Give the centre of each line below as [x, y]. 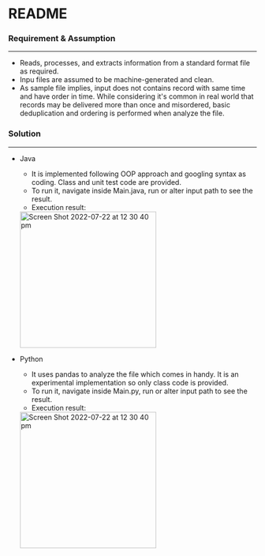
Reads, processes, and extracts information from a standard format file [135, 63]
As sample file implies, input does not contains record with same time [132, 88]
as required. [39, 71]
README [38, 14]
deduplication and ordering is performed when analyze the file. [122, 113]
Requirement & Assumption [62, 39]
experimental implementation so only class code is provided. [130, 382]
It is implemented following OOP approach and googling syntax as [139, 174]
